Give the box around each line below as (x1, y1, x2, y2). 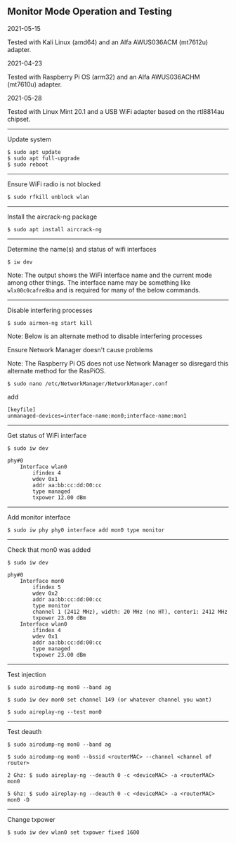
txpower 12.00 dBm (32, 494, 86, 501)
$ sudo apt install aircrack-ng (7, 226, 102, 233)
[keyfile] (7, 406, 37, 413)
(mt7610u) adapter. (7, 80, 63, 89)
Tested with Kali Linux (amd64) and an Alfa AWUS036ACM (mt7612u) (7, 38, 209, 46)
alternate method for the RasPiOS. (7, 366, 106, 375)
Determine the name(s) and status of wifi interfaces (7, 245, 157, 253)
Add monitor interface (7, 513, 71, 521)
